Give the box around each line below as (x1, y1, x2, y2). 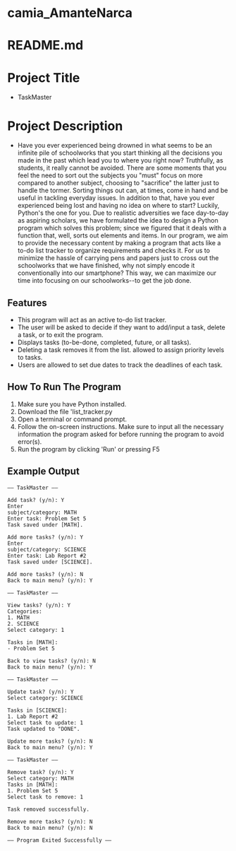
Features (7, 297, 47, 309)
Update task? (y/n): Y (7, 688, 74, 696)
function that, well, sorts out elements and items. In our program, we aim (17, 231, 228, 240)
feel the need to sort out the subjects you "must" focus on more (17, 171, 203, 180)
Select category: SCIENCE (7, 694, 83, 701)
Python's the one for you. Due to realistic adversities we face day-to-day (17, 209, 229, 217)
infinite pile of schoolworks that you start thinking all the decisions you (17, 148, 223, 157)
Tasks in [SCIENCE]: (7, 707, 68, 714)
